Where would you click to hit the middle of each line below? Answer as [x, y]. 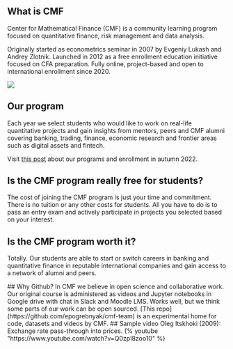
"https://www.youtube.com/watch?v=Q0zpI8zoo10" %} [86, 339]
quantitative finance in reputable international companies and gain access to [116, 266]
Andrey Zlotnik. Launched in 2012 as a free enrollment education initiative [112, 56]
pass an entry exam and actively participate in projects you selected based [115, 212]
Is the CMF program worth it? [72, 241]
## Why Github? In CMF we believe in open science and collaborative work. [115, 287]
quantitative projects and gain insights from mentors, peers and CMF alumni [116, 130]
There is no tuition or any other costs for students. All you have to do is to [112, 205]
